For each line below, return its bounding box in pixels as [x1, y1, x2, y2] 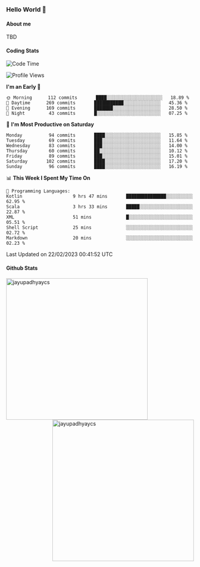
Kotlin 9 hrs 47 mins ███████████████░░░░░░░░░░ [6, 194, 193, 200]
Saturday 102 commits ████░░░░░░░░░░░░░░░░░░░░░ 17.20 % [6, 158, 187, 164]
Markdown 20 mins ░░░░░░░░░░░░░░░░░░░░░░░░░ [6, 235, 193, 241]
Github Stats [6, 264, 38, 272]
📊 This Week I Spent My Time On [6, 175, 90, 182]
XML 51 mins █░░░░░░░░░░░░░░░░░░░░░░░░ [6, 214, 193, 220]
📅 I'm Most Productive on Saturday [6, 121, 94, 128]
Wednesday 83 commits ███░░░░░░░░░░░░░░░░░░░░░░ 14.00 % [6, 143, 187, 149]
